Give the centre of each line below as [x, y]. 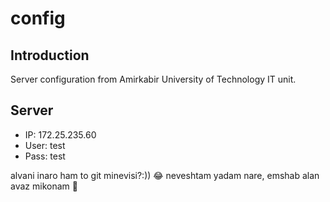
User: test [45, 145]
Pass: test [45, 156]
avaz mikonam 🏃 [44, 186]
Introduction [50, 55]
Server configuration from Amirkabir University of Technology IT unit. [153, 79]
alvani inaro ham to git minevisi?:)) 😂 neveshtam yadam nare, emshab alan [165, 175]
